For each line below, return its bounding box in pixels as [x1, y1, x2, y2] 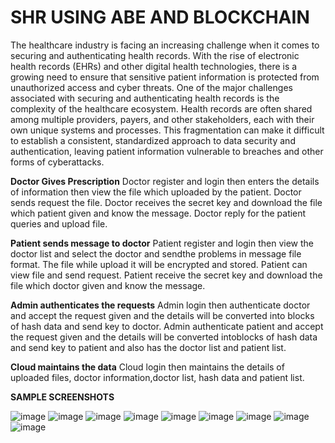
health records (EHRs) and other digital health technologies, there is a [10, 60, 298, 72]
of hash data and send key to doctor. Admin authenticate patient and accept [10, 320, 324, 332]
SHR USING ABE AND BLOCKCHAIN [10, 6, 310, 29]
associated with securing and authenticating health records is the [10, 92, 280, 104]
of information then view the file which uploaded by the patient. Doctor [10, 186, 302, 198]
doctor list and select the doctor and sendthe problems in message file [10, 247, 302, 260]
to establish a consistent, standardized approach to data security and [10, 134, 296, 146]
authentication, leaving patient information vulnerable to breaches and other [10, 145, 324, 157]
